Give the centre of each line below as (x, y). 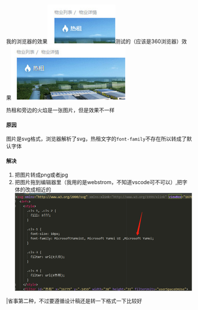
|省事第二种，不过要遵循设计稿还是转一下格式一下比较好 (74, 301)
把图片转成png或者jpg (41, 175)
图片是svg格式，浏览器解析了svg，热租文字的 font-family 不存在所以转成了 (96, 139)
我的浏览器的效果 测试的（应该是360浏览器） (94, 41)
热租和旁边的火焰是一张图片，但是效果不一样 (60, 110)
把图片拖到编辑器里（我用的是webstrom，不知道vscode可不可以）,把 (98, 182)
